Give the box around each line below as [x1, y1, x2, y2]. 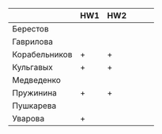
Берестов [12, 24, 49, 34]
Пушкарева [12, 100, 57, 111]
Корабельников [12, 49, 73, 60]
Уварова [12, 114, 45, 124]
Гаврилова [12, 36, 54, 47]
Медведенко [12, 75, 62, 85]
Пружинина [12, 87, 58, 98]
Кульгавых [12, 62, 54, 73]
